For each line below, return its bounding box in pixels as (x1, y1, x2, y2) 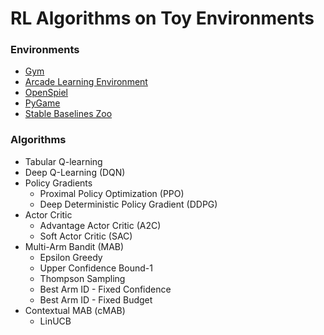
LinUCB (39, 315, 72, 327)
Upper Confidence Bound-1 (39, 262, 153, 274)
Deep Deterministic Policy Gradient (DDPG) (39, 198, 218, 210)
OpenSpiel (24, 87, 69, 99)
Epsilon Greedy (39, 251, 103, 263)
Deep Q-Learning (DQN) (24, 166, 126, 178)
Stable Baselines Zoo (24, 108, 113, 120)
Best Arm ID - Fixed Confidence (39, 283, 172, 295)
